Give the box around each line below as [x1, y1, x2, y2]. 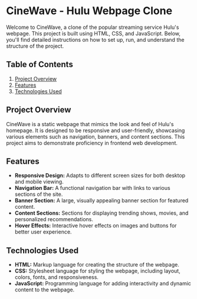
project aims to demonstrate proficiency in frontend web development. [6, 139, 178, 146]
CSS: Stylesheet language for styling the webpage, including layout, [14, 267, 181, 275]
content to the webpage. [14, 286, 75, 293]
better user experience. [14, 228, 72, 235]
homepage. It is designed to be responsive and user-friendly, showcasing [6, 127, 185, 134]
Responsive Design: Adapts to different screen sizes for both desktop [14, 172, 186, 179]
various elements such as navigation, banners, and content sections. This [6, 133, 185, 140]
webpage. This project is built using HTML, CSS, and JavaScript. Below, [6, 29, 181, 37]
